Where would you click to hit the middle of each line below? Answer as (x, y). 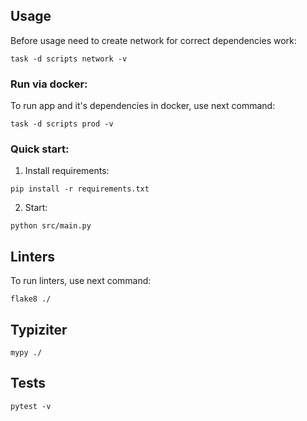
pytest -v (31, 406)
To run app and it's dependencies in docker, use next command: (143, 106)
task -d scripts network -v (69, 59)
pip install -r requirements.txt (80, 189)
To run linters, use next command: (81, 281)
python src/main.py (51, 226)
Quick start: (40, 149)
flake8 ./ (31, 299)
